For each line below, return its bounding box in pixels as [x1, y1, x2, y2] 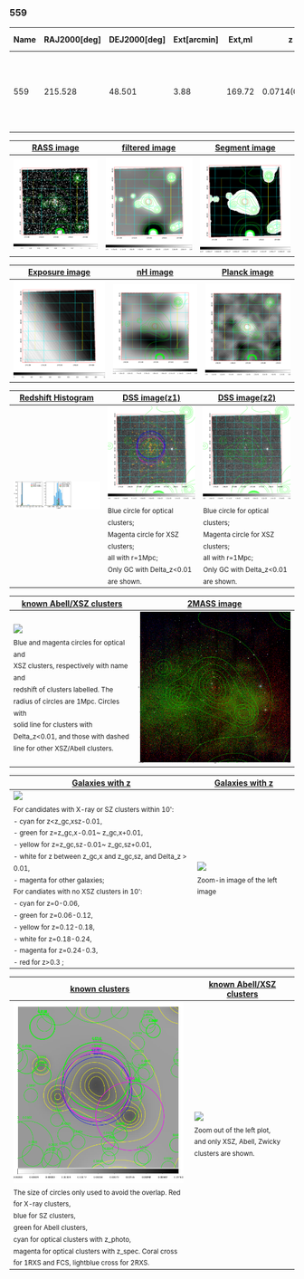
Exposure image [27, 267, 90, 278]
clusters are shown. [194, 1149, 255, 1158]
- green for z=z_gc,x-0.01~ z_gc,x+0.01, [13, 828, 143, 838]
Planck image [221, 267, 274, 278]
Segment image [214, 142, 276, 153]
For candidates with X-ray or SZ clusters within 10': [13, 805, 175, 814]
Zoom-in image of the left [197, 875, 278, 884]
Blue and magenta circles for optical [13, 638, 125, 647]
